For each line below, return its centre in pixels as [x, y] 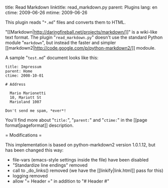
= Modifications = [23, 135]
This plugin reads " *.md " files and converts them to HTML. [65, 22]
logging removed [30, 176]
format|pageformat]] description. [39, 125]
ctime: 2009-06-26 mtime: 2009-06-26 [46, 13]
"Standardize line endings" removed [50, 165]
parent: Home [19, 71]
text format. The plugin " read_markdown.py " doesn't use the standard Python [84, 37]
